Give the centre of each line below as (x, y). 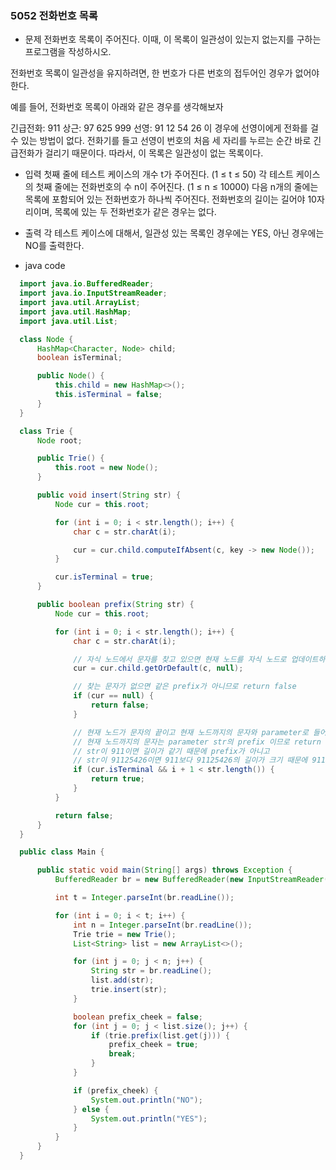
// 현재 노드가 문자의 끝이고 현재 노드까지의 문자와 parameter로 (191, 732)
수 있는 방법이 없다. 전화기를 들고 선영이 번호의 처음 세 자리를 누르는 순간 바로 (161, 141)
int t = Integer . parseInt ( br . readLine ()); (144, 898)
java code (45, 266)
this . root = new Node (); (106, 468)
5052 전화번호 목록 (54, 15)
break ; (122, 1054)
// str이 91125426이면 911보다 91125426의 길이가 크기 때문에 (190, 760)
